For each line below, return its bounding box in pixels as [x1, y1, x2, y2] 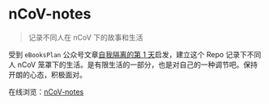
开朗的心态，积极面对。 [8, 69, 87, 79]
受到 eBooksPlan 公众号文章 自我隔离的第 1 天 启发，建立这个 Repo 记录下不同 [8, 49, 262, 59]
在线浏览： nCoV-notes [8, 86, 84, 97]
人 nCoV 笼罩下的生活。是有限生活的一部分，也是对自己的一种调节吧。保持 [8, 60, 258, 69]
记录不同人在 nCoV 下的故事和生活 [28, 32, 143, 42]
